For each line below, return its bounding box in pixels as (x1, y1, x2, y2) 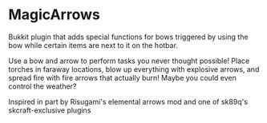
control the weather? (8, 81, 77, 91)
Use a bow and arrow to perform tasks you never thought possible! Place (8, 56, 250, 65)
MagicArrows (8, 6, 100, 24)
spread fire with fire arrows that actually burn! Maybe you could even (8, 73, 237, 82)
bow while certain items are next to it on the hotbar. (8, 40, 179, 50)
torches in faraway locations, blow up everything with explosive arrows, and (8, 64, 260, 73)
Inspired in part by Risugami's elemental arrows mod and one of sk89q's (8, 97, 249, 106)
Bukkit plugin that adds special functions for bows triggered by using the (8, 32, 249, 42)
